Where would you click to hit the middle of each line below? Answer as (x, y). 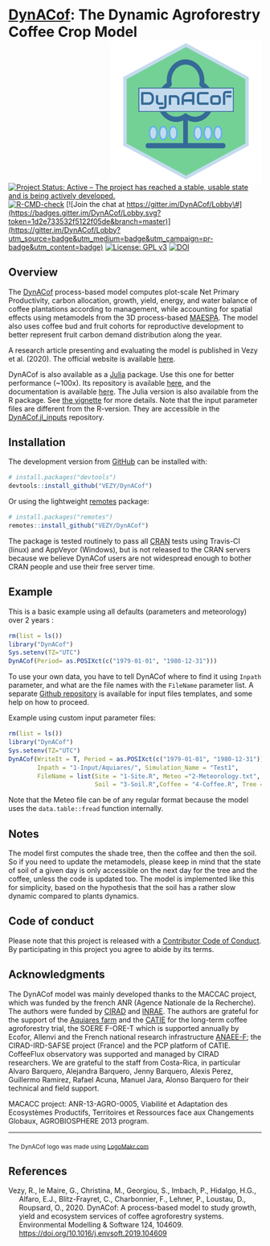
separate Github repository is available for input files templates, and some (131, 693)
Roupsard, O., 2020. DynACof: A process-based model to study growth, (138, 1208)
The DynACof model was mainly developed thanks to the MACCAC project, (133, 994)
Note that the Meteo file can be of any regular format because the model (129, 800)
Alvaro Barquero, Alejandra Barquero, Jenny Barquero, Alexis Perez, (121, 1071)
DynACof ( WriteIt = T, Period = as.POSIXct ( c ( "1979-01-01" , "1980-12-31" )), (138, 759)
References (38, 1171)
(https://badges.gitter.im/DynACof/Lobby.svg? (85, 213)
